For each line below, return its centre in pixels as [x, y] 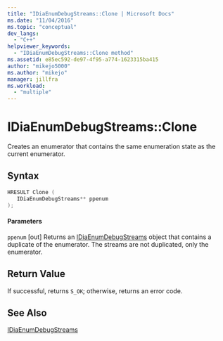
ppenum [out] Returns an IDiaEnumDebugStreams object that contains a [109, 237]
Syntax [23, 176]
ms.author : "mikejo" [38, 72]
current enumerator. [36, 154]
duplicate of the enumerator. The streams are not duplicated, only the [108, 244]
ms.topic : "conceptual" [42, 27]
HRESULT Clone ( [31, 192]
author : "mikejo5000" [39, 66]
